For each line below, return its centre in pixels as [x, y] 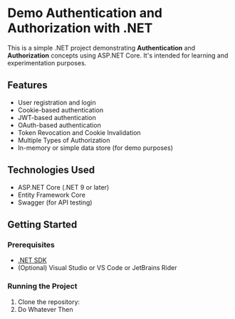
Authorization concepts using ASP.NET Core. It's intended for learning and [118, 55]
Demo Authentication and [85, 13]
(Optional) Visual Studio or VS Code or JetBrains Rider [97, 268]
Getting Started [42, 224]
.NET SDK [32, 260]
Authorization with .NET [80, 28]
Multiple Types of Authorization [64, 140]
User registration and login [57, 102]
